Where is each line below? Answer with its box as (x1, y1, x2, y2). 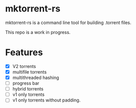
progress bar (12, 80, 40, 86)
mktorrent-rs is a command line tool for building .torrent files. (5, 19, 131, 25)
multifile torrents (12, 68, 47, 75)
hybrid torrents (12, 86, 44, 92)
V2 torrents (12, 63, 36, 69)
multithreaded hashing (12, 74, 59, 80)
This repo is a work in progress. (5, 29, 71, 35)
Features (5, 47, 43, 58)
